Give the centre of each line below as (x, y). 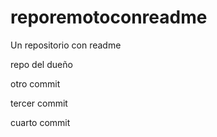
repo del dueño (41, 64)
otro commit (35, 83)
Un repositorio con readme (66, 45)
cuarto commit (40, 122)
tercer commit (39, 103)
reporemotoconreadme (109, 17)
